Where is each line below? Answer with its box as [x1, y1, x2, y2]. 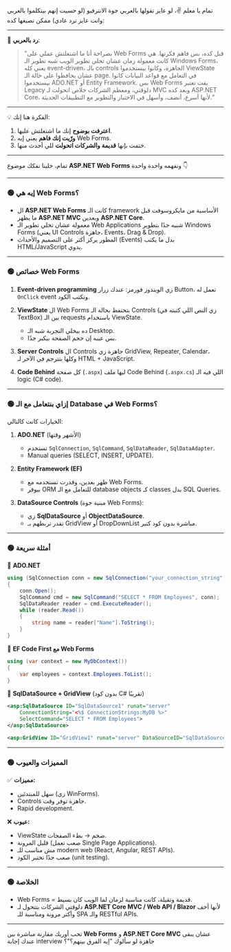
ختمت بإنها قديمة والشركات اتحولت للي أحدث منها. [16, 141, 146, 149]
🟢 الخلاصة [7, 877, 39, 887]
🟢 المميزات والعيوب [7, 757, 68, 767]
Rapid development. [16, 804, 74, 812]
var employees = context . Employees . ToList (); [19, 671, 153, 678]
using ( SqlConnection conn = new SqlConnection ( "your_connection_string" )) [7, 574, 229, 582]
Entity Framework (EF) [16, 464, 82, 473]
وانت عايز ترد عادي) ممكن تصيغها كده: [7, 17, 105, 24]
